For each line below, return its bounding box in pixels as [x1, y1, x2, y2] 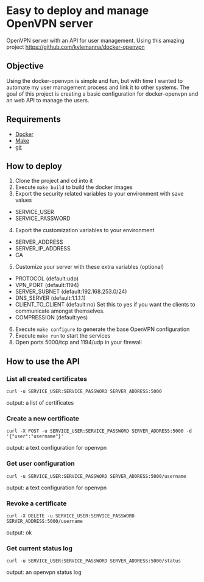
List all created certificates [6, 374, 87, 383]
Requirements [6, 114, 61, 125]
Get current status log [6, 544, 73, 552]
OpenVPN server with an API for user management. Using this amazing [6, 37, 185, 44]
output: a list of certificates [6, 399, 74, 406]
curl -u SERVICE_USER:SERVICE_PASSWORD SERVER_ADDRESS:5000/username [6, 473, 187, 479]
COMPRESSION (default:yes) [15, 314, 88, 321]
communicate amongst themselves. [15, 307, 105, 314]
